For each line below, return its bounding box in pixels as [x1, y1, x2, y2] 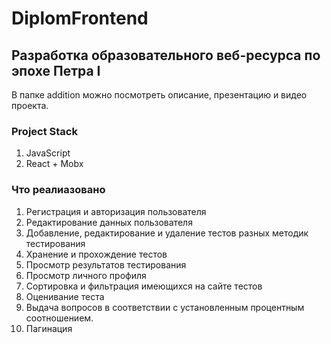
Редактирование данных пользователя [25, 216, 193, 228]
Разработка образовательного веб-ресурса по [11, 47, 321, 64]
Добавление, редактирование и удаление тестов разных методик [25, 227, 309, 239]
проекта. [11, 100, 49, 111]
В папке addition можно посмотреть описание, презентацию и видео [11, 89, 308, 101]
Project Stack [11, 124, 78, 138]
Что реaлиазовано [11, 183, 106, 197]
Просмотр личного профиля [25, 269, 147, 281]
